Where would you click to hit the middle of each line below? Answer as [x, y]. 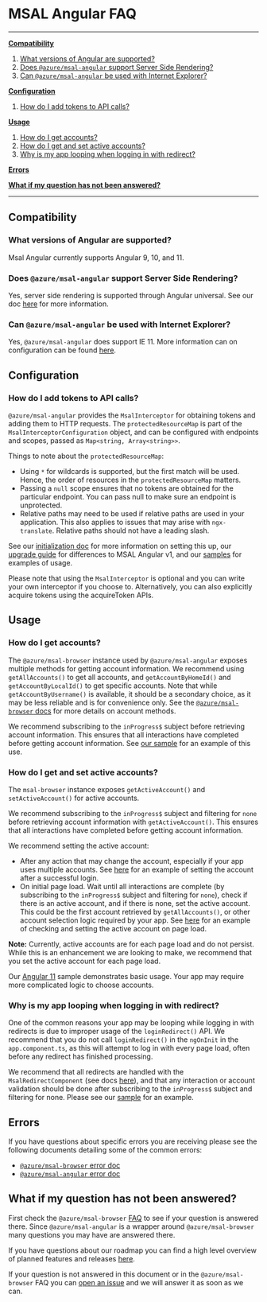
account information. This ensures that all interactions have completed [124, 735]
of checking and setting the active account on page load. [113, 928]
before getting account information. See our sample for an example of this [130, 743]
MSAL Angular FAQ [73, 14]
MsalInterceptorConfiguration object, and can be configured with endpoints [133, 432]
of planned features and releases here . [72, 1258]
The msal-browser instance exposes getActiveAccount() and [107, 789]
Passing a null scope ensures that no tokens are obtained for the [127, 488]
